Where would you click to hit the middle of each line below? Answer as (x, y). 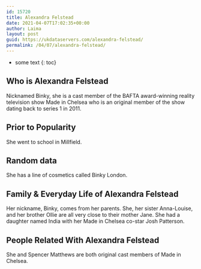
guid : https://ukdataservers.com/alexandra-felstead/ (75, 40)
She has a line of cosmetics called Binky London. (67, 175)
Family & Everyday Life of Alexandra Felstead (92, 194)
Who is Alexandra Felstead (57, 81)
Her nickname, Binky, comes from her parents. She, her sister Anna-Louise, (100, 208)
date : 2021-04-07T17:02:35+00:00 (48, 23)
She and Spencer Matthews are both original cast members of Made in (94, 254)
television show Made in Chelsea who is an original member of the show (95, 102)
